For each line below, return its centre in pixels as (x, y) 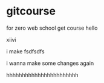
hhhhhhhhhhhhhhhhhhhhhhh (42, 75)
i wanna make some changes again (50, 63)
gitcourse (31, 11)
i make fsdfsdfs (25, 51)
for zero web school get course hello (52, 28)
